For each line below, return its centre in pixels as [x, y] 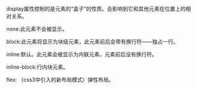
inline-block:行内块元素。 [37, 67]
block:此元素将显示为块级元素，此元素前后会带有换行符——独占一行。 [93, 42]
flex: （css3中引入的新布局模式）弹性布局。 [60, 80]
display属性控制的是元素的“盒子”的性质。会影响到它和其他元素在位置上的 [96, 9]
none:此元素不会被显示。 [37, 29]
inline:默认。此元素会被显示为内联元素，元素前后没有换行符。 [82, 54]
